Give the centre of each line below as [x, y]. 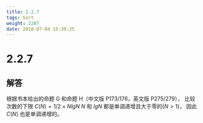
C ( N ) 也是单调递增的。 [34, 114]
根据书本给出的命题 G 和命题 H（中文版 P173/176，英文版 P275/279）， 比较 [101, 99]
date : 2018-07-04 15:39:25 [41, 29]
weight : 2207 [23, 23]
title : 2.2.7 [23, 12]
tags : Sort [20, 18]
